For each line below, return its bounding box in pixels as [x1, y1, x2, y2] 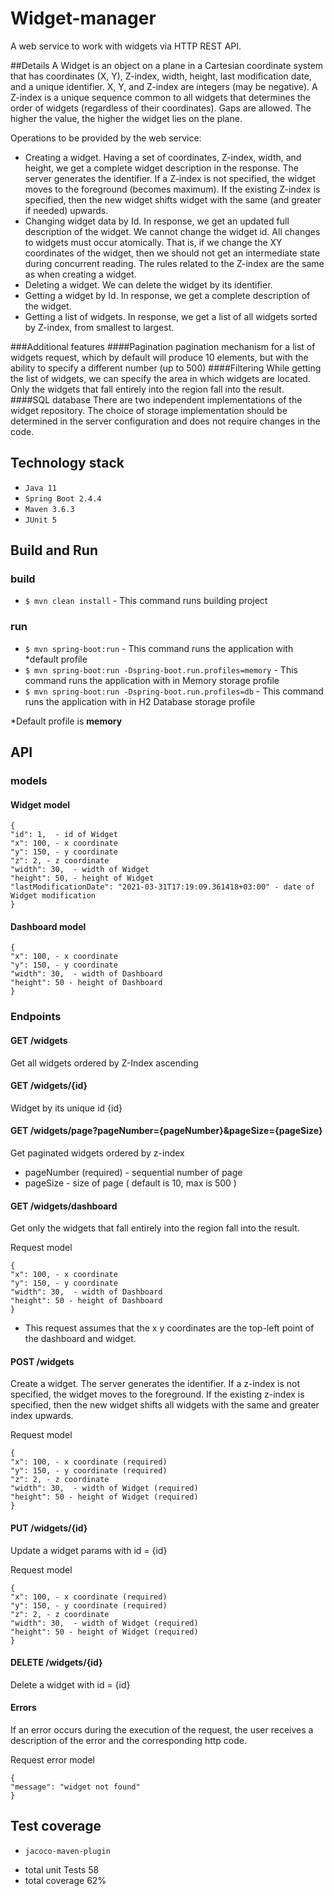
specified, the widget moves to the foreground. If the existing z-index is [10, 1388, 305, 1401]
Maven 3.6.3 [24, 504, 75, 514]
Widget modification [10, 891, 97, 901]
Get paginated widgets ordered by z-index [10, 1147, 185, 1159]
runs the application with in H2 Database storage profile [24, 695, 256, 707]
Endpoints [10, 1010, 62, 1024]
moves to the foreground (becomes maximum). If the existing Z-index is [24, 183, 321, 195]
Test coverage [10, 1818, 102, 1835]
